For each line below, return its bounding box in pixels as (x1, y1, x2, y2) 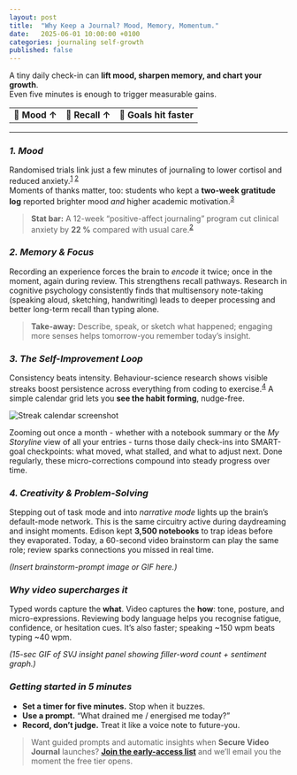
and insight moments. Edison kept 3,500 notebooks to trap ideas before (9, 526, 273, 536)
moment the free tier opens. (30, 756, 133, 766)
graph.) (9, 658, 37, 669)
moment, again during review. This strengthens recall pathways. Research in (9, 275, 287, 286)
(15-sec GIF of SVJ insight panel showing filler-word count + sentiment (9, 649, 267, 660)
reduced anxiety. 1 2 (9, 174, 80, 187)
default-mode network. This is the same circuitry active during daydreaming (9, 516, 286, 526)
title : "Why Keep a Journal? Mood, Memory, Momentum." (9, 21, 219, 30)
